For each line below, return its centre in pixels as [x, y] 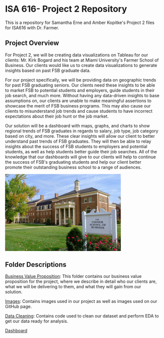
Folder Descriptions [36, 264]
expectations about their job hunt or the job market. [57, 116]
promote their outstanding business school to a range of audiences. [73, 167]
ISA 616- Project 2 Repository [66, 9]
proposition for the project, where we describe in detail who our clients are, [81, 281]
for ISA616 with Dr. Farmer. [32, 27]
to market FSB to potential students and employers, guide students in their [80, 90]
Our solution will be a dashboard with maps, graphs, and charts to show [78, 126]
